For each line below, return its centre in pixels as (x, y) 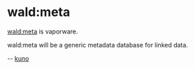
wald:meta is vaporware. (43, 31)
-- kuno (18, 58)
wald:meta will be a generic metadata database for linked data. (98, 45)
